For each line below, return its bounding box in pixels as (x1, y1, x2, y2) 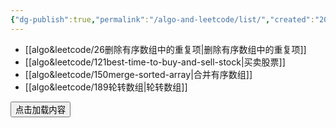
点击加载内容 (15, 104, 66, 115)
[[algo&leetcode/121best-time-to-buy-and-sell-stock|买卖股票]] (24, 56, 286, 68)
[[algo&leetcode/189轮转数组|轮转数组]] (24, 81, 188, 93)
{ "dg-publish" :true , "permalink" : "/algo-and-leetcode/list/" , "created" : (10, 14, 315, 25)
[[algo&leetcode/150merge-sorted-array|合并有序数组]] (24, 68, 253, 80)
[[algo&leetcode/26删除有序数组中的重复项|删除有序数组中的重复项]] (24, 43, 307, 55)
